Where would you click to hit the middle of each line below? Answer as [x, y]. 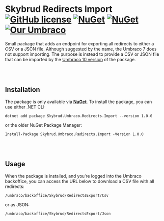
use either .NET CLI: [25, 107]
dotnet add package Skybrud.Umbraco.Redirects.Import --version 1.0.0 [79, 116]
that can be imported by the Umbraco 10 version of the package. [70, 59]
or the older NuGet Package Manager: [43, 125]
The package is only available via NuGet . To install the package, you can [79, 102]
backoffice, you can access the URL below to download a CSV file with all [80, 181]
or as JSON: [17, 204]
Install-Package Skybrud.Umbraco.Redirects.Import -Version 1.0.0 [74, 134]
